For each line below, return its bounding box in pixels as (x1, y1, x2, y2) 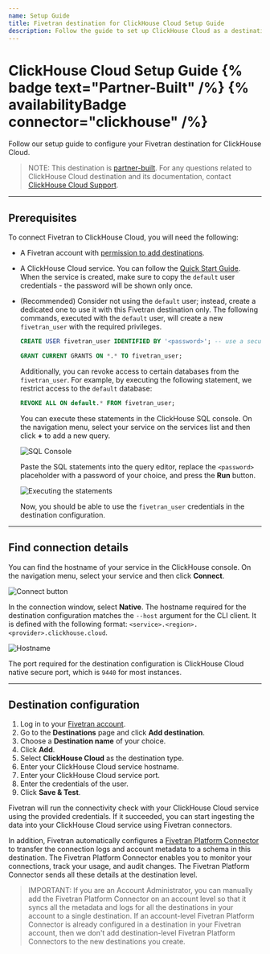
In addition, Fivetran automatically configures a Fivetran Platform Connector (8, 836, 260, 845)
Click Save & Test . (19, 788, 81, 797)
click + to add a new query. (19, 431, 111, 440)
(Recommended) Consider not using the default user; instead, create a (19, 297, 256, 306)
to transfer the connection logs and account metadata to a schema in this (8, 845, 252, 854)
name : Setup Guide (8, 11, 70, 20)
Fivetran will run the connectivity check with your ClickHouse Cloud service (8, 803, 260, 813)
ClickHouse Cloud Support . (27, 180, 119, 190)
